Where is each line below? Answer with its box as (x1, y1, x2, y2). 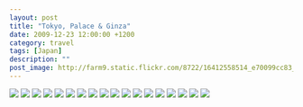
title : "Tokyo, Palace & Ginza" (9, 22, 131, 31)
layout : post (9, 13, 59, 22)
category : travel (9, 38, 75, 48)
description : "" (9, 55, 70, 64)
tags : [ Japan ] (9, 47, 63, 56)
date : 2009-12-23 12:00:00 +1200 (9, 30, 135, 39)
